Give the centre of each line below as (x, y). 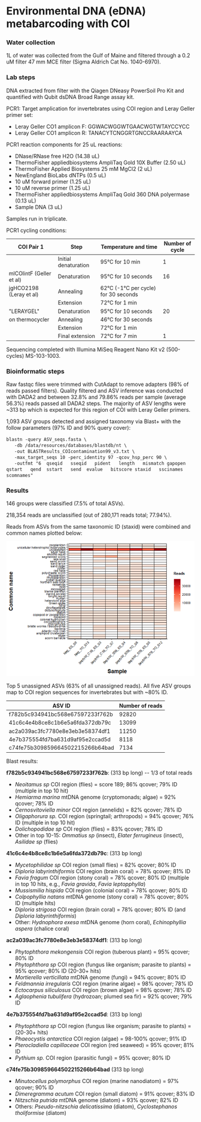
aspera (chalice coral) (42, 928)
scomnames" (20, 476)
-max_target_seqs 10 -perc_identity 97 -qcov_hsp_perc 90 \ (91, 458)
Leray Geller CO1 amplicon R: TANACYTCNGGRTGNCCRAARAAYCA (98, 132)
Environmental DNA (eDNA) (76, 11)
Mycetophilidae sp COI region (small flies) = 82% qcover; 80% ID (95, 865)
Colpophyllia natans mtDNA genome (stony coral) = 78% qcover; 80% (102, 897)
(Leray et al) (24, 294)
